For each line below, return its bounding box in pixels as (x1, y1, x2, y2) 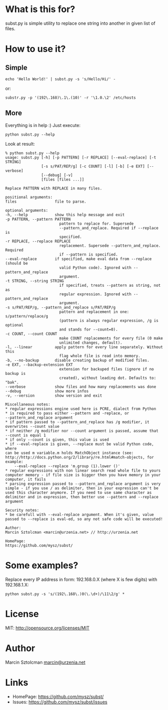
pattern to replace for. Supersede (59, 221, 134, 226)
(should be (5, 261, 28, 266)
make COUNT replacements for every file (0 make (59, 336, 163, 341)
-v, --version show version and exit (5, 393, 102, 398)
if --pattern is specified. (59, 252, 118, 257)
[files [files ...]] (41, 177, 85, 182)
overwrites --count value (5, 424, 59, 429)
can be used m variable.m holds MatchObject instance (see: (5, 450, 134, 456)
